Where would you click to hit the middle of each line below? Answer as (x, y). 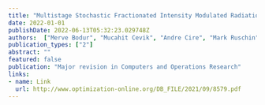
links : (19, 74)
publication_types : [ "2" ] (50, 45)
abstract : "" (30, 52)
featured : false (35, 60)
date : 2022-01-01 (37, 23)
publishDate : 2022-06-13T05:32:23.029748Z (79, 30)
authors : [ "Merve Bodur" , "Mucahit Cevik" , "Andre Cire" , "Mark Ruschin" (134, 37)
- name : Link (30, 81)
